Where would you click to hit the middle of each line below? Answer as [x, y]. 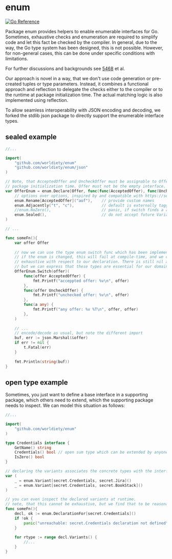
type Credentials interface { [38, 443]
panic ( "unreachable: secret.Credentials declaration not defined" [96, 523]
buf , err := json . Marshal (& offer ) [51, 338]
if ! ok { [24, 518]
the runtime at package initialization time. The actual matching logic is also [84, 95]
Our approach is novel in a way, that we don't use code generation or [78, 78]
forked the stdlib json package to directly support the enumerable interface [84, 115]
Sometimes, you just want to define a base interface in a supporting [77, 395]
